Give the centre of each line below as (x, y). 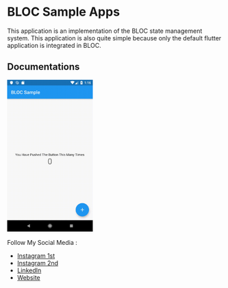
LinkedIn (29, 270)
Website (29, 278)
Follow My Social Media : (42, 243)
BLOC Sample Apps (64, 12)
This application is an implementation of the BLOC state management (105, 31)
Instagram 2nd (38, 263)
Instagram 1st (36, 256)
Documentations (43, 67)
